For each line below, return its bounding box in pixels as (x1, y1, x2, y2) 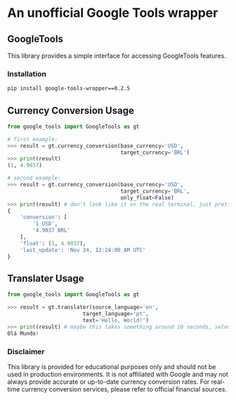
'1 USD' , (32, 220, 58, 228)
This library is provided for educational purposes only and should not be (7, 362, 216, 370)
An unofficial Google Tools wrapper (7, 5, 218, 21)
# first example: (7, 136, 58, 143)
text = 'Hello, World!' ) (82, 317, 150, 324)
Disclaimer (7, 347, 45, 356)
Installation (7, 69, 47, 79)
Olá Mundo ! (7, 330, 39, 337)
